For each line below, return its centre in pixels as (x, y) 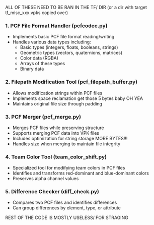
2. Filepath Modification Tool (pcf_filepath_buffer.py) (71, 82)
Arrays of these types (43, 64)
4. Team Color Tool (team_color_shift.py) (56, 157)
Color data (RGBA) (39, 58)
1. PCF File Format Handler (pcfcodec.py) (56, 26)
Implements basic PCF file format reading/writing (63, 37)
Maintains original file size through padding (57, 103)
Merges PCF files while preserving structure (58, 128)
